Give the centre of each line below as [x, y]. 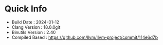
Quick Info [26, 9]
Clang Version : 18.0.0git [36, 27]
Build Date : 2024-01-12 [35, 22]
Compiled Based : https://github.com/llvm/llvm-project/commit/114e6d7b [85, 37]
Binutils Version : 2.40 [34, 32]
